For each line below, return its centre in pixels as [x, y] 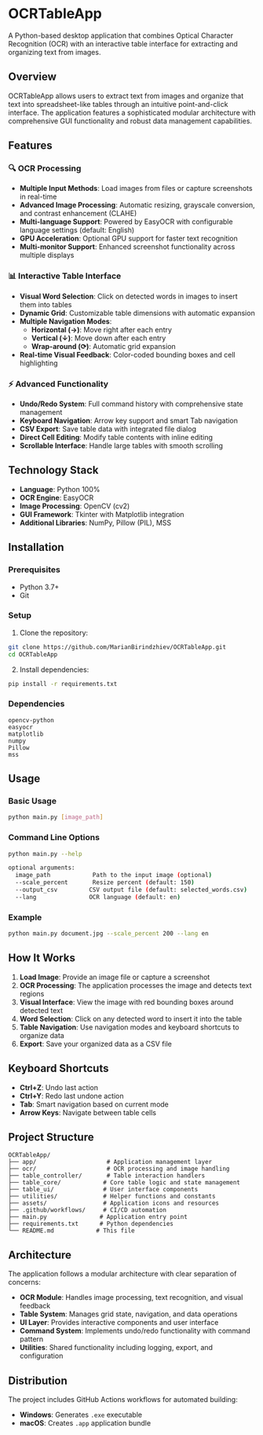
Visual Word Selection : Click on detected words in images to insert [128, 296]
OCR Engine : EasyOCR [57, 497]
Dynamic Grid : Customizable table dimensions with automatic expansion [137, 313]
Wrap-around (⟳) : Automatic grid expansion [104, 346]
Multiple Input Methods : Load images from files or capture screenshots [136, 189]
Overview [33, 77]
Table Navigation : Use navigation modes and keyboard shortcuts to [129, 1027]
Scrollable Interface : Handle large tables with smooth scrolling [121, 446]
